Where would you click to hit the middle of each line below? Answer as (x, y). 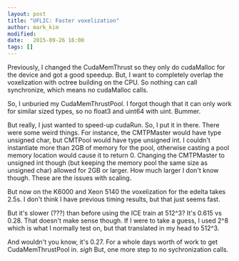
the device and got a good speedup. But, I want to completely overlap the (115, 75)
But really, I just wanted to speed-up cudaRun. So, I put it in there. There (113, 125)
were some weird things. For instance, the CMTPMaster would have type (115, 133)
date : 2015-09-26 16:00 (46, 41)
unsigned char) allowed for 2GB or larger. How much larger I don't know (113, 170)
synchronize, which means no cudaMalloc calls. (78, 90)
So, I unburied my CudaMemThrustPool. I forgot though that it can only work (119, 103)
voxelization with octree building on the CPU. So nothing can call (102, 82)
